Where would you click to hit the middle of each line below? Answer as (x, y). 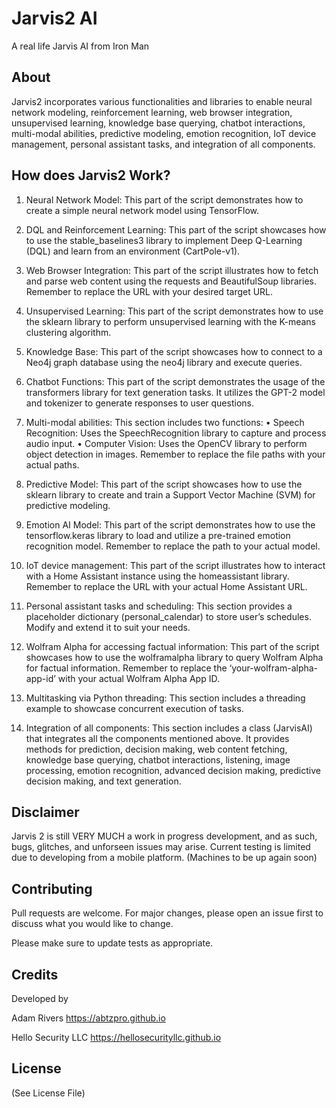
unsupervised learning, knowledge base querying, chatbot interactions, (158, 123)
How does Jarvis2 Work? (91, 175)
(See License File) (48, 1093)
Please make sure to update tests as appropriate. (112, 943)
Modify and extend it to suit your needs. (108, 627)
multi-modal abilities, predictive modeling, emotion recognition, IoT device (164, 133)
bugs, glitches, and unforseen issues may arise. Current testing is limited (161, 847)
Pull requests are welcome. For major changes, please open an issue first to (167, 913)
